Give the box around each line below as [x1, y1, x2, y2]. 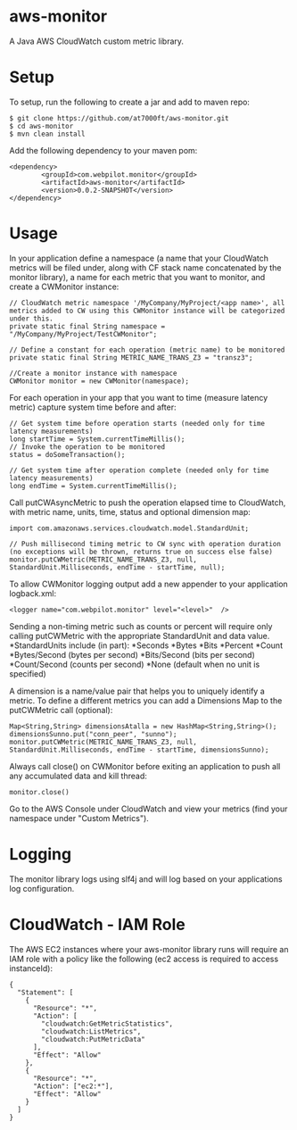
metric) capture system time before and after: [9, 402, 177, 412]
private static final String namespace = [9, 321, 166, 331]
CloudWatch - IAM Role [9, 914, 186, 935]
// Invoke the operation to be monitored [9, 442, 166, 452]
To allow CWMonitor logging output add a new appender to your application [9, 578, 288, 589]
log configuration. [9, 883, 75, 893]
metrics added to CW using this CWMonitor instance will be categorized [9, 306, 285, 315]
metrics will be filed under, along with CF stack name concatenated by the [9, 262, 282, 273]
